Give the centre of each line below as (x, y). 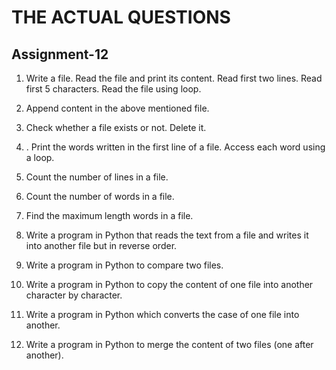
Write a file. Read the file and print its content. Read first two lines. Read (174, 78)
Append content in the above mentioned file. (117, 108)
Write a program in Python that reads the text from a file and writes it (167, 235)
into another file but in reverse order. (101, 245)
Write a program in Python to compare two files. (124, 265)
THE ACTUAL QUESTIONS (121, 17)
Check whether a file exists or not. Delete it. (116, 127)
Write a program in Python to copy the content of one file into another (169, 284)
